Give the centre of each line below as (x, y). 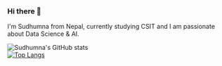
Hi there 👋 (25, 11)
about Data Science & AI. (43, 34)
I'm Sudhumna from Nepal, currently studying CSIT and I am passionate (111, 27)
